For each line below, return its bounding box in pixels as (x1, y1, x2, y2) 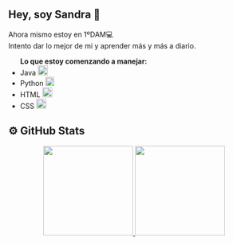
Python (19, 78, 44, 87)
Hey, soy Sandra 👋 (8, 8, 101, 21)
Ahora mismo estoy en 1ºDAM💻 (8, 29, 114, 39)
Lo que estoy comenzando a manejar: (19, 56, 148, 66)
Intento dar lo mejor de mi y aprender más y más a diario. (8, 41, 196, 50)
